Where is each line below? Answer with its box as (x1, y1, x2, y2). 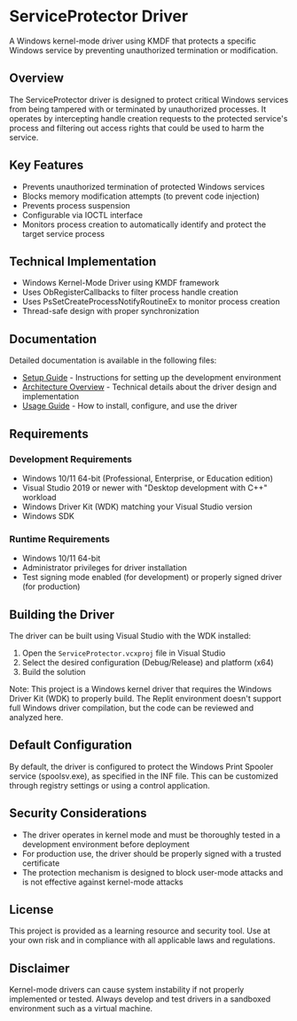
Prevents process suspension (21, 200, 130, 210)
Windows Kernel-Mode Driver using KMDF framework (21, 278, 220, 288)
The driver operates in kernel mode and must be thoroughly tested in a (21, 829, 281, 840)
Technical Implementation (9, 254, 157, 269)
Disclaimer (9, 961, 70, 976)
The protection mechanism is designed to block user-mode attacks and (21, 867, 284, 877)
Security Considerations (9, 805, 148, 821)
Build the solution (21, 666, 86, 677)
